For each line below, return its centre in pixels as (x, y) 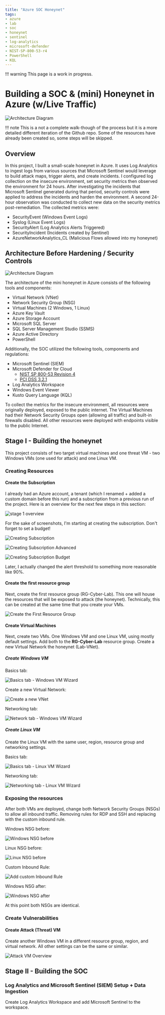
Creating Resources (30, 471)
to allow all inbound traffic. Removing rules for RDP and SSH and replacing (81, 814)
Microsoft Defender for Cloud (42, 369)
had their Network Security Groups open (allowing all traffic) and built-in (78, 415)
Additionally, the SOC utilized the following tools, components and (72, 349)
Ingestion (17, 991)
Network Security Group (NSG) (44, 302)
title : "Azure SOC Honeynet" (35, 10)
